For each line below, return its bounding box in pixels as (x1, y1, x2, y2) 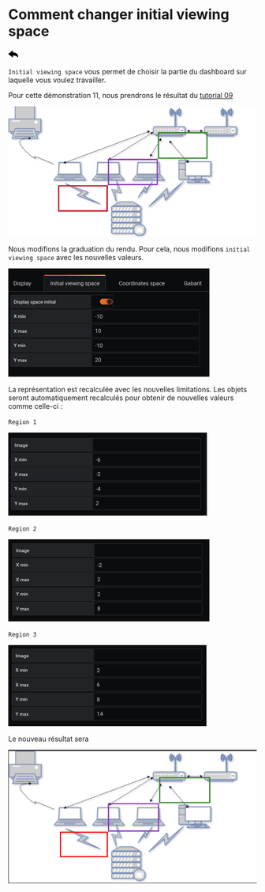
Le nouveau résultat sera (8, 734, 89, 743)
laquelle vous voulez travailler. (8, 75, 106, 85)
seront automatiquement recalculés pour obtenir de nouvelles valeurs (8, 393, 234, 403)
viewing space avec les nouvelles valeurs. (8, 253, 144, 262)
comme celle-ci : (8, 402, 63, 410)
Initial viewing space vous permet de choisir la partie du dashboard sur (8, 66, 247, 76)
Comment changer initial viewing (8, 6, 230, 24)
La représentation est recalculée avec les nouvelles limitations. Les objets (8, 385, 248, 394)
